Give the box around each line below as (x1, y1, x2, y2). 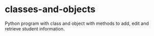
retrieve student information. (5, 25, 65, 31)
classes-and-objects (5, 4, 96, 15)
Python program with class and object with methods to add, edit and (5, 20, 149, 26)
